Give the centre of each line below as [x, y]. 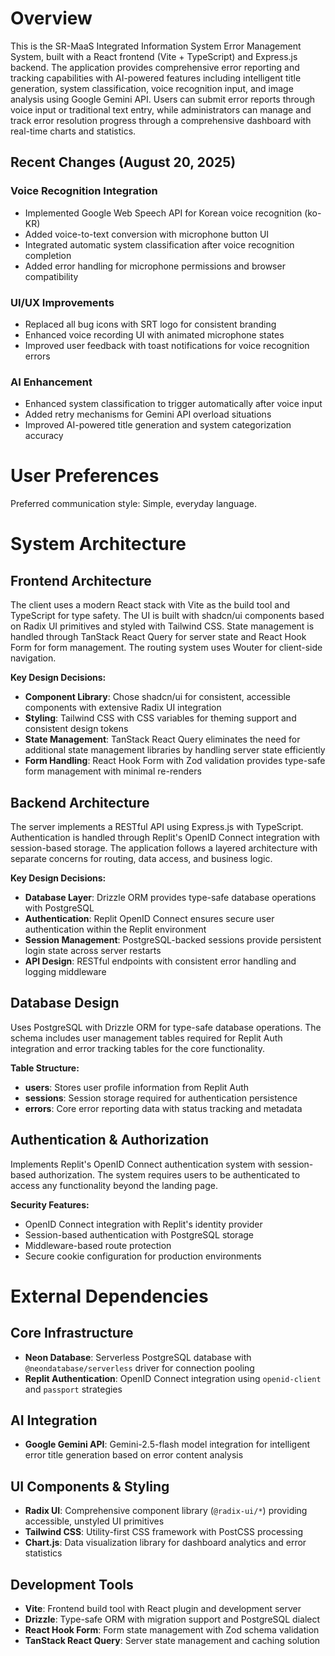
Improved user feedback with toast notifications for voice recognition [167, 345]
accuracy [44, 436]
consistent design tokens [76, 729]
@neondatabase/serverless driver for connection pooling [139, 1368]
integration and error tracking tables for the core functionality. [138, 1048]
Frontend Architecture [81, 580]
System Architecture [98, 544]
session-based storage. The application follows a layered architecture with [164, 848]
